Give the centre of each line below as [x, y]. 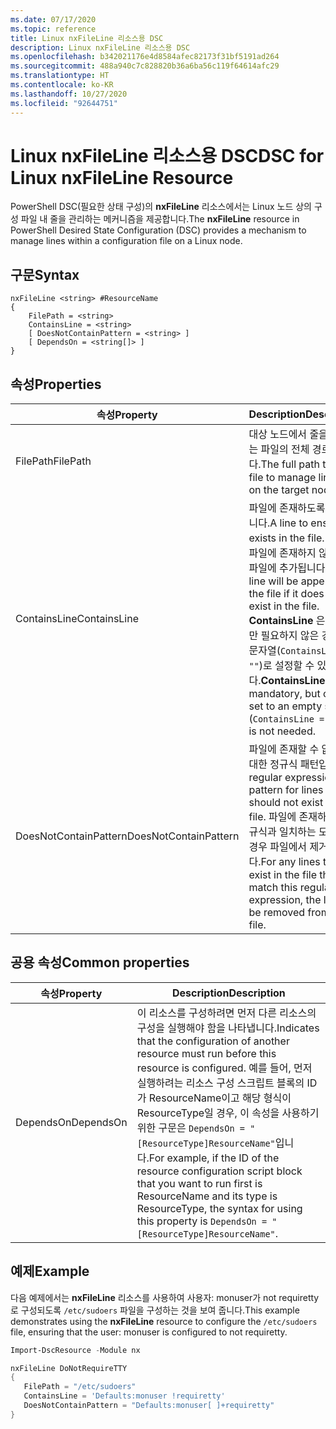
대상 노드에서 [278, 434]
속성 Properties [56, 384]
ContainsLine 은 [287, 621]
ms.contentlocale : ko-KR [62, 85]
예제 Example [50, 1271]
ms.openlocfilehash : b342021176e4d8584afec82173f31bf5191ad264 [145, 57]
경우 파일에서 [278, 847]
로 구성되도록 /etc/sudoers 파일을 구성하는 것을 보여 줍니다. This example [155, 1310]
